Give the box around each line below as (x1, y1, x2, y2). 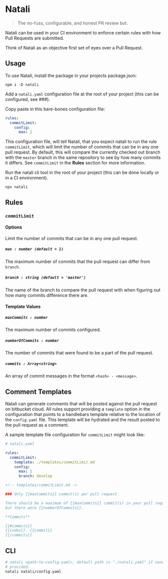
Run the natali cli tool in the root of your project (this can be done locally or (5, 169, 159, 175)
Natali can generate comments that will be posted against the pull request (5, 401, 157, 407)
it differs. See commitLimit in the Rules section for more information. (5, 160, 145, 166)
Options (5, 224, 22, 230)
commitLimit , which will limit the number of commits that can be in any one (5, 144, 159, 150)
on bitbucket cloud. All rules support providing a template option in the (5, 406, 150, 412)
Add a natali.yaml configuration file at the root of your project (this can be (5, 91, 159, 97)
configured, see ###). (5, 96, 50, 102)
